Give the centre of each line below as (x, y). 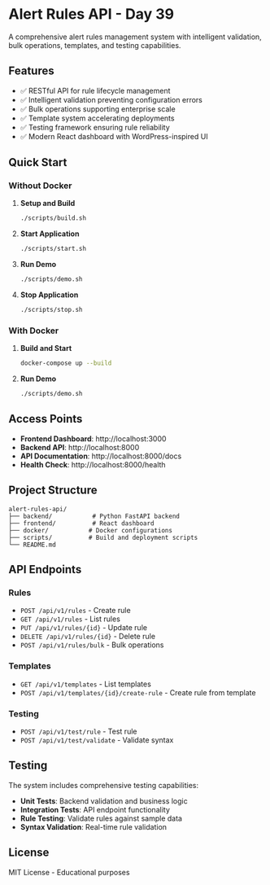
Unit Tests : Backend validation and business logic (104, 801)
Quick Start (38, 162)
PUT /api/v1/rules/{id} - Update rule (84, 628)
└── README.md (33, 545)
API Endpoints (45, 570)
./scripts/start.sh (53, 249)
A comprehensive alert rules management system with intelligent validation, (135, 37)
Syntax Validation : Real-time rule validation (94, 826)
